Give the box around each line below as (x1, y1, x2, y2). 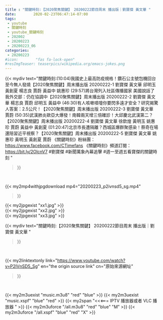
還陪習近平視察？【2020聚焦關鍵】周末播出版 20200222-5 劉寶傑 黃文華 (5, 130, 152, 137)
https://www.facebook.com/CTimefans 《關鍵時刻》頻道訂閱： (5, 142, 131, 149)
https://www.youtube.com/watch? (57, 258, 126, 263)
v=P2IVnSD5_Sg (5, 263, 38, 269)
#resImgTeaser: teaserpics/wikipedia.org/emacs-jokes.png (5, 61, 125, 66)
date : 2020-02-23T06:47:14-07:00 (5, 12, 89, 17)
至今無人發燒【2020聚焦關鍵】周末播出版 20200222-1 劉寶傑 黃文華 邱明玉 (5, 81, 156, 88)
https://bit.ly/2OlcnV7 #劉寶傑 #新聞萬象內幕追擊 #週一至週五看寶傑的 (5, 149, 145, 155)
